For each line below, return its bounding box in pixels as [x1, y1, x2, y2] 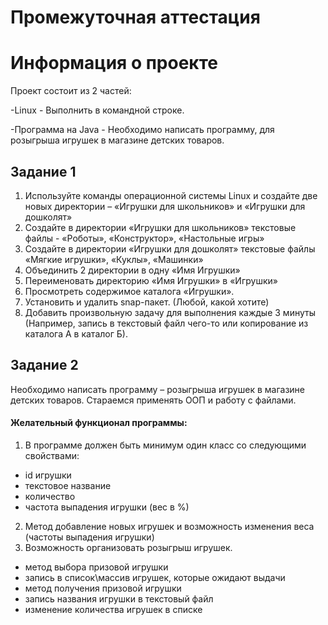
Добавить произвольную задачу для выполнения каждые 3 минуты [24, 306, 316, 318]
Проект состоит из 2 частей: [10, 85, 132, 97]
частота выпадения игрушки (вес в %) [24, 501, 190, 513]
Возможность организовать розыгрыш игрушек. [24, 541, 233, 553]
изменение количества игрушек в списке [24, 603, 203, 615]
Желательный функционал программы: [10, 417, 188, 429]
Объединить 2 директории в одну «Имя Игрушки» [24, 264, 241, 276]
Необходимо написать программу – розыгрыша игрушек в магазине [10, 383, 305, 395]
